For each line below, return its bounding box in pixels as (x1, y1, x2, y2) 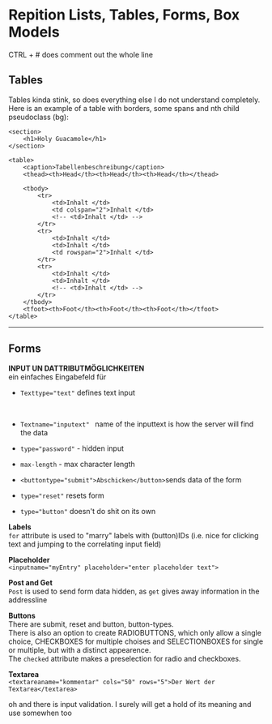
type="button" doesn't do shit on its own (19, 506, 156, 516)
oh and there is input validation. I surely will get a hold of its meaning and (8, 699, 252, 709)
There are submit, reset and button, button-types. (8, 619, 174, 629)
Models (8, 23, 60, 41)
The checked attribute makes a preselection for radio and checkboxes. (8, 653, 241, 663)
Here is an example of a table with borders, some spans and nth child (8, 103, 240, 113)
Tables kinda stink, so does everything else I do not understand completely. (8, 95, 261, 105)
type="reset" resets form (19, 491, 105, 500)
